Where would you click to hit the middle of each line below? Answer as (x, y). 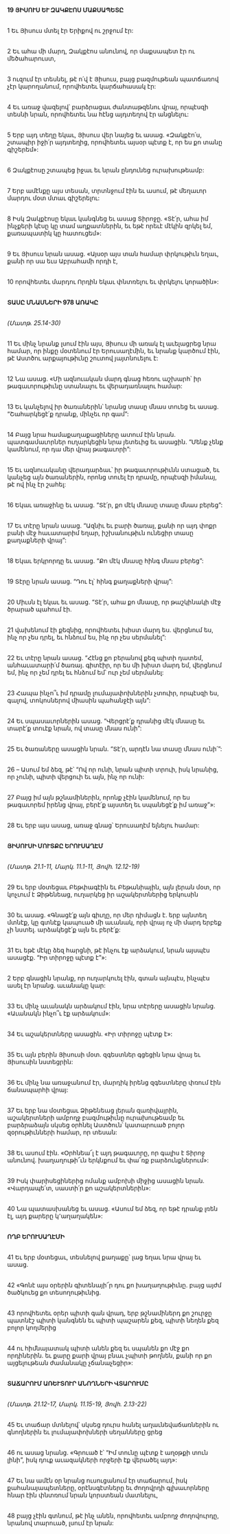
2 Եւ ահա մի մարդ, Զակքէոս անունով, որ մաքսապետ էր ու (101, 51)
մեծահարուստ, (32, 58)
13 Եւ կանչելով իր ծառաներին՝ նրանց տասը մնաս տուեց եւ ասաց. (113, 407)
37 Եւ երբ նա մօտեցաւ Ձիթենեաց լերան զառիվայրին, (93, 1110)
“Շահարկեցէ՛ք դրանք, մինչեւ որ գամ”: (68, 414)
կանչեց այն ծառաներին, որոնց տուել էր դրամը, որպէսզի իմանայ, (112, 477)
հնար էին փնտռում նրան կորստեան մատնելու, (83, 1495)
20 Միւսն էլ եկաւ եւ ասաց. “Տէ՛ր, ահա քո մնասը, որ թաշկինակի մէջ (114, 602)
